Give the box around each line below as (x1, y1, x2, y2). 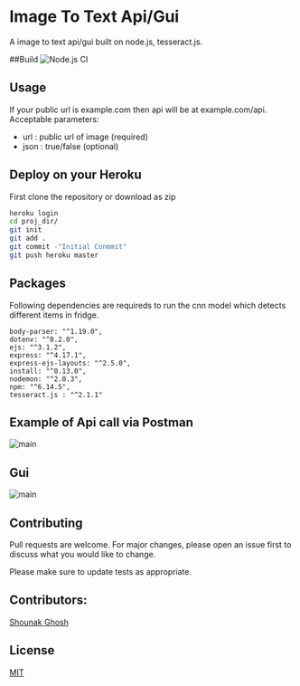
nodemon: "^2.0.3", (9, 374, 83, 384)
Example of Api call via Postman (9, 414, 194, 431)
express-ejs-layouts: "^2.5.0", (9, 358, 131, 367)
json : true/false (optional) (22, 140, 119, 151)
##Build (9, 53, 39, 64)
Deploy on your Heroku (9, 167, 142, 183)
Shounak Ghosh (9, 616, 70, 627)
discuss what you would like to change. (9, 549, 156, 560)
